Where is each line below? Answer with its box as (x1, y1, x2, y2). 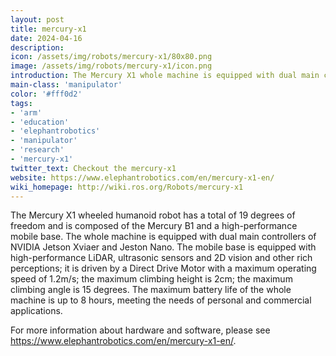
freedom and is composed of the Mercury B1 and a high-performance (10, 220, 298, 232)
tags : (10, 98, 33, 108)
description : (10, 42, 65, 53)
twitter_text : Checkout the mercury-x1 (10, 163, 177, 173)
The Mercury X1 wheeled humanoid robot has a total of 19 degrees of (10, 209, 296, 221)
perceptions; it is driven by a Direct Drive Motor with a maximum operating (10, 262, 317, 275)
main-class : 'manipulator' (10, 80, 123, 90)
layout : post (10, 14, 65, 25)
